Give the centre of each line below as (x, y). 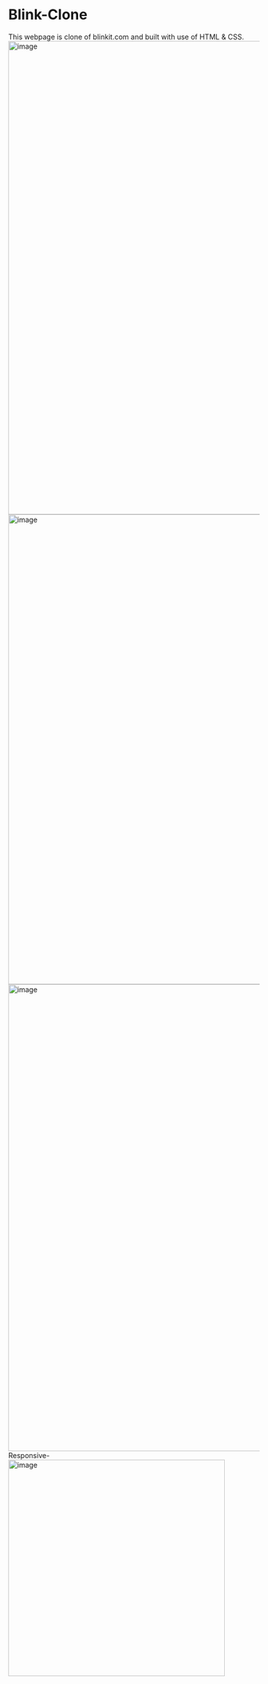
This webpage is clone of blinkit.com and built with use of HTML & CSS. (126, 37)
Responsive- (29, 1455)
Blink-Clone (48, 15)
